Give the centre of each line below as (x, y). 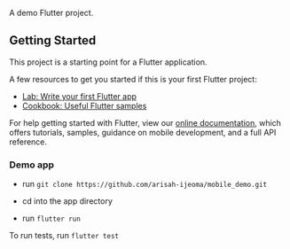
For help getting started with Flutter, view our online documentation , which (145, 122)
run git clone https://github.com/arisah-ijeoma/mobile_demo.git (145, 184)
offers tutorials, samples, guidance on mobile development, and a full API (143, 132)
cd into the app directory (67, 201)
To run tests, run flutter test (64, 236)
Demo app (32, 165)
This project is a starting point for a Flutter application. (108, 62)
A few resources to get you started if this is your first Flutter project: (133, 79)
